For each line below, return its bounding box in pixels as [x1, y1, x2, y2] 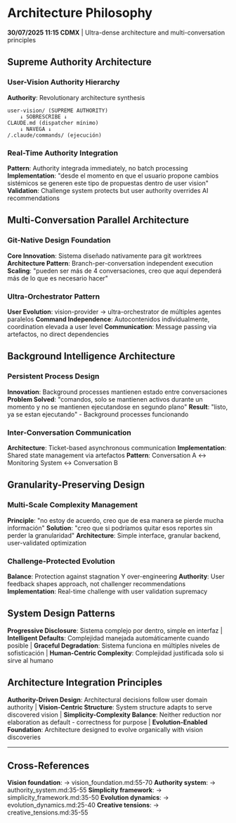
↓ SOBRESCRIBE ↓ [20, 113, 68, 120]
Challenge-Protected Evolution [7, 556, 115, 566]
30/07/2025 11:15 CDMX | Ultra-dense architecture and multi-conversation [7, 28, 225, 37]
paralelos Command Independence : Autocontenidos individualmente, [7, 315, 210, 323]
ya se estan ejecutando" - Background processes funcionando [7, 410, 189, 419]
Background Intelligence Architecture [7, 350, 176, 362]
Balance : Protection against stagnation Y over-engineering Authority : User [7, 572, 225, 581]
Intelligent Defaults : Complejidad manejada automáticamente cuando [7, 633, 209, 642]
